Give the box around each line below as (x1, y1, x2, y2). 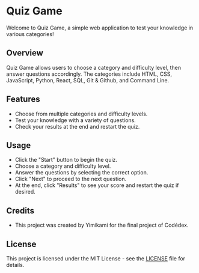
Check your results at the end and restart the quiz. (14, 123, 140, 130)
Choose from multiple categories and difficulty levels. (14, 110, 148, 117)
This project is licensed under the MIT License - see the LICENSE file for (6, 255, 185, 262)
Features (6, 94, 40, 105)
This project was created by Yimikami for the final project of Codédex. (14, 221, 189, 229)
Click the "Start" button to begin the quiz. (14, 156, 118, 164)
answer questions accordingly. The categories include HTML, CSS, (6, 70, 173, 78)
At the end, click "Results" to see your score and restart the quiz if (14, 182, 179, 189)
